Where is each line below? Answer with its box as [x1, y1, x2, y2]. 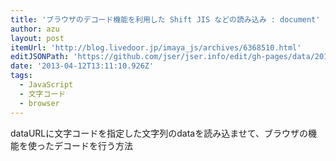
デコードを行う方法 [53, 139, 133, 151]
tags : [10, 71, 33, 81]
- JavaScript [19, 80, 74, 90]
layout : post [10, 33, 65, 43]
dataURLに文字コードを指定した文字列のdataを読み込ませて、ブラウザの [10, 127, 309, 139]
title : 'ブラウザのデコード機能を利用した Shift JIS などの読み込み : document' [10, 14, 321, 25]
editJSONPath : [10, 52, 70, 62]
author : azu [10, 24, 60, 34]
